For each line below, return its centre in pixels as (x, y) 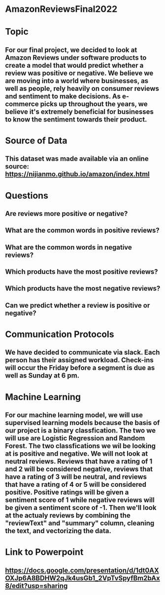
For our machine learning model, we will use (74, 415)
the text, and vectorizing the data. (58, 531)
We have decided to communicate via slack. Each (82, 353)
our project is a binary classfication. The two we (81, 431)
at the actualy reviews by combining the (68, 516)
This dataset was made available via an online (77, 159)
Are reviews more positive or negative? (66, 213)
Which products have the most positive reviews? (82, 272)
